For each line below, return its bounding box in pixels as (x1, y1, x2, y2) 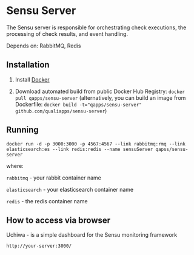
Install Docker (15, 75, 50, 83)
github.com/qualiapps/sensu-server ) (15, 107, 107, 114)
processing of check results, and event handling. (6, 30, 129, 37)
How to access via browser (6, 215, 111, 225)
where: (6, 162, 24, 169)
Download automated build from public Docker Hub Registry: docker (15, 88, 185, 95)
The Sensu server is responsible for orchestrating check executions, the (6, 24, 187, 31)
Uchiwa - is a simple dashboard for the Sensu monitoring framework (6, 231, 178, 239)
